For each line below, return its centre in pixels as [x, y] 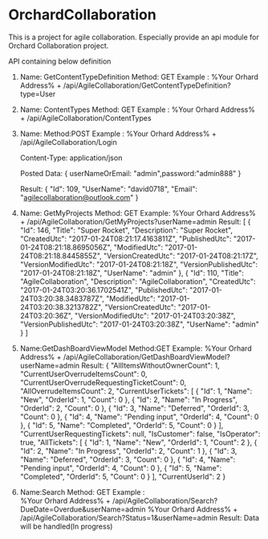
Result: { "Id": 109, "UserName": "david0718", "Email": [109, 189]
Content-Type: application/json [71, 158]
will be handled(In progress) [66, 526]
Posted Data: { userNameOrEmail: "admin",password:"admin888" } [130, 173]
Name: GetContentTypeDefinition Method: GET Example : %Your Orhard [139, 76]
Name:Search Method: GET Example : [82, 492]
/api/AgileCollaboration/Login [69, 142]
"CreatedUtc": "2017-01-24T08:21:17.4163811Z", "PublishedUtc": [126, 238]
